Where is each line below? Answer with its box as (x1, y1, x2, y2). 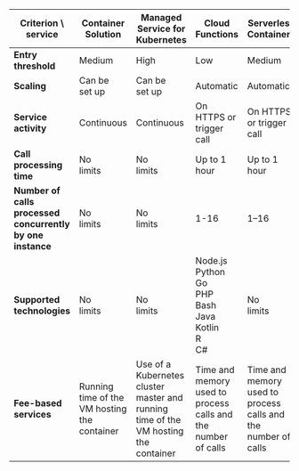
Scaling (13, 80, 47, 92)
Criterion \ (20, 17, 65, 29)
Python (195, 266, 225, 278)
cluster (135, 380, 166, 393)
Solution (85, 28, 122, 40)
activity (13, 122, 47, 134)
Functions (195, 28, 238, 40)
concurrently (13, 218, 70, 230)
